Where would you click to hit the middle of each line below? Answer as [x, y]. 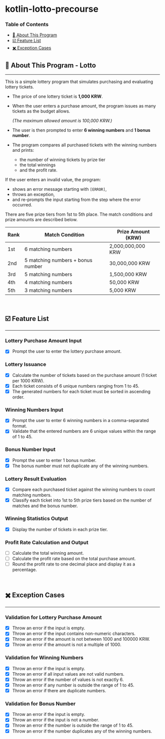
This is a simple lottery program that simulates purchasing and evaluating [79, 82]
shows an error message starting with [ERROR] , [59, 189]
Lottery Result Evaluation [36, 479]
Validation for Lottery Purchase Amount [54, 617]
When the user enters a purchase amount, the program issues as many [84, 106]
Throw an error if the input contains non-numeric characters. [74, 634]
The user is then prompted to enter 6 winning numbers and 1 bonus [81, 130]
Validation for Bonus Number [41, 704]
